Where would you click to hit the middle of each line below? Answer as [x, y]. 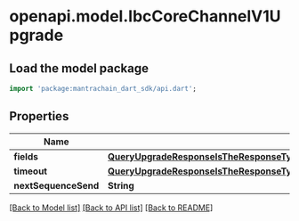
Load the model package [79, 68]
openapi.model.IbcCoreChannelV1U [145, 16]
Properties [39, 116]
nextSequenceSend [57, 185]
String [121, 185]
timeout [30, 171]
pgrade [36, 35]
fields [26, 156]
